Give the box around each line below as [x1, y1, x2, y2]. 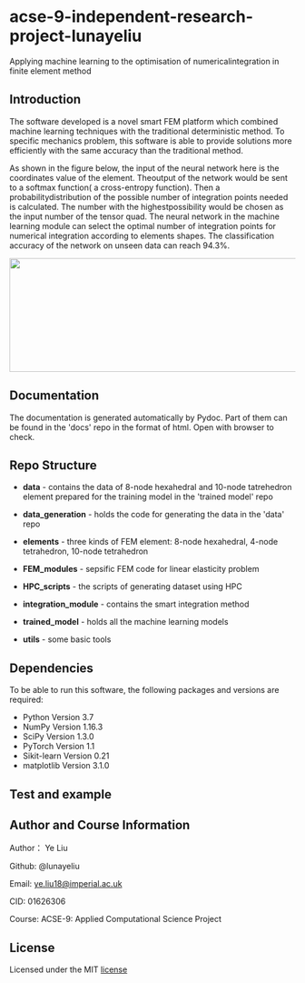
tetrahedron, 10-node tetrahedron [22, 546, 149, 557]
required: [9, 694, 44, 706]
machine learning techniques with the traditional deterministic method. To [9, 125, 285, 136]
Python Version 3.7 [22, 712, 94, 723]
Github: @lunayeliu [9, 861, 80, 872]
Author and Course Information [9, 817, 191, 833]
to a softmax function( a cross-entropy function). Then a [9, 182, 221, 193]
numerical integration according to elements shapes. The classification [9, 230, 275, 241]
